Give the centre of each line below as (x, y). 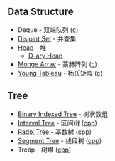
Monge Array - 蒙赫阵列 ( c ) (57, 64)
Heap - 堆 (32, 47)
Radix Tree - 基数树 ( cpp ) (55, 132)
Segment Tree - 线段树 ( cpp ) (59, 140)
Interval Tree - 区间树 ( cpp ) (57, 123)
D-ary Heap (45, 56)
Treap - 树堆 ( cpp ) (44, 150)
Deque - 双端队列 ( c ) (48, 30)
